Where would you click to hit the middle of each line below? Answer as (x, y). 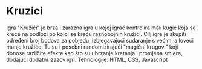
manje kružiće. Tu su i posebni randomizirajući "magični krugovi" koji (92, 47)
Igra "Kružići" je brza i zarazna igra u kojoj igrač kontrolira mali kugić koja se (101, 28)
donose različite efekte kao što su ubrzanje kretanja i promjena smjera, (94, 53)
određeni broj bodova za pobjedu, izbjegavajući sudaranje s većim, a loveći (100, 40)
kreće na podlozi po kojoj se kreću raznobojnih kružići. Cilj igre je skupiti (96, 34)
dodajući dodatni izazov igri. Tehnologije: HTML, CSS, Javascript (87, 59)
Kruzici (25, 11)
